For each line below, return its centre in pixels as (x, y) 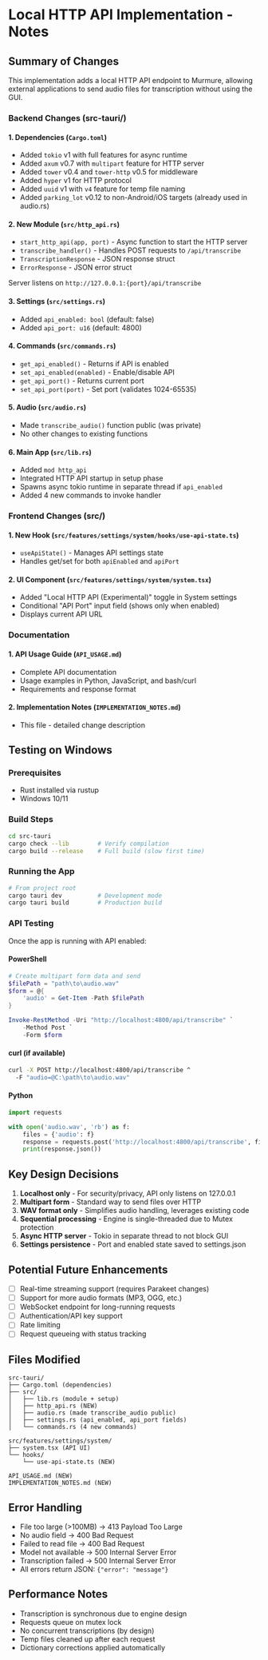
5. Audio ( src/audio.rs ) (47, 407)
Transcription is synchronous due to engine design (103, 1614)
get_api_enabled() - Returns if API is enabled (94, 363)
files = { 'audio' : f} (58, 1134)
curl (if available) (37, 1053)
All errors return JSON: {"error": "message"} (94, 1569)
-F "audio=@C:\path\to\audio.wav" (73, 1077)
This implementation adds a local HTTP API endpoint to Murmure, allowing (131, 80)
